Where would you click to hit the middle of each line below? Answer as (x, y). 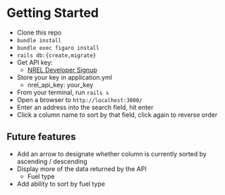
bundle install (39, 40)
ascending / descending (52, 161)
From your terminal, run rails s (63, 92)
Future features (41, 137)
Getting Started (53, 13)
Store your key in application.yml (64, 77)
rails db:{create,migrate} (56, 55)
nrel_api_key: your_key (60, 84)
